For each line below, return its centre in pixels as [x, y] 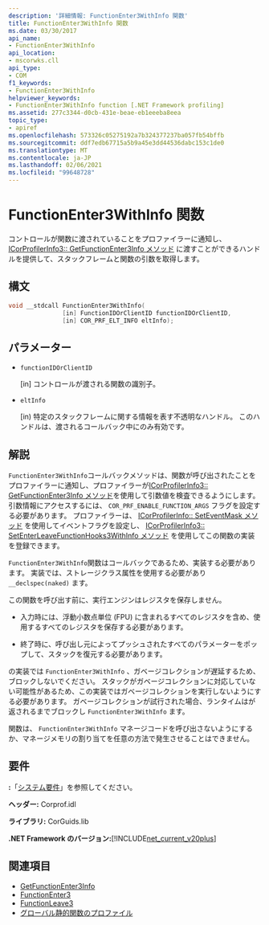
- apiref [23, 128]
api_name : [25, 38]
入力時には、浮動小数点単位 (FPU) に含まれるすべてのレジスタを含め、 [137, 617]
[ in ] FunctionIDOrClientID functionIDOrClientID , [147, 313]
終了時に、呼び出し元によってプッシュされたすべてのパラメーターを [132, 644]
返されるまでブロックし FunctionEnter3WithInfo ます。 [99, 711]
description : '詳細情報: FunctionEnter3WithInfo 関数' [98, 16]
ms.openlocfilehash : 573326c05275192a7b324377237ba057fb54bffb [116, 135]
